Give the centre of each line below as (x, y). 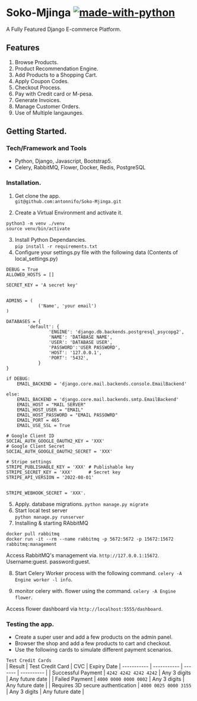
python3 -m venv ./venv (36, 223)
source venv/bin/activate (38, 229)
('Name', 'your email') (67, 306)
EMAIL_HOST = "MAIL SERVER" (51, 405)
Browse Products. (36, 62)
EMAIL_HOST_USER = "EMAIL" (50, 410)
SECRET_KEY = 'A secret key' (42, 285)
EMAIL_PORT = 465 (38, 420)
